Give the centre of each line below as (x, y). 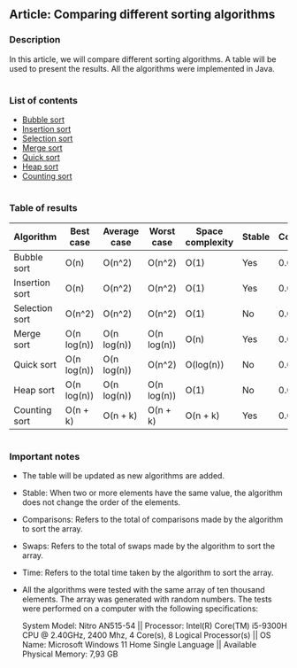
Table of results (43, 208)
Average (121, 231)
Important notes (45, 457)
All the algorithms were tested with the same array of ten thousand (143, 590)
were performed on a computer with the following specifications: (140, 609)
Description (35, 40)
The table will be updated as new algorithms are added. (123, 476)
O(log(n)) (205, 364)
